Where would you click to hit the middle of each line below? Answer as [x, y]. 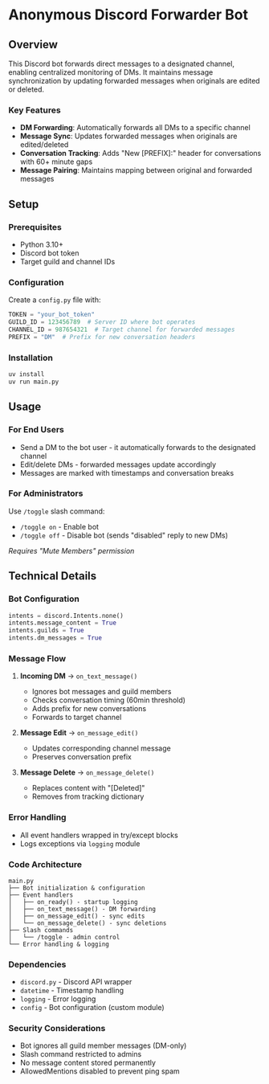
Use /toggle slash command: [57, 511]
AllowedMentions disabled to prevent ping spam [100, 1071]
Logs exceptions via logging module [80, 843]
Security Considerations [57, 1029]
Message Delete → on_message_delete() [87, 772]
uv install [26, 374]
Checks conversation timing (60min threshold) [109, 700]
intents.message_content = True [62, 623]
